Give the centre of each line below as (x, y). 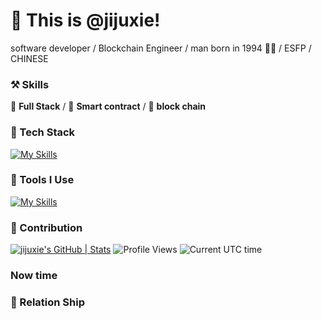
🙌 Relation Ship (47, 302)
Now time (34, 276)
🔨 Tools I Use (42, 180)
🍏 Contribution (46, 227)
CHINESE (29, 58)
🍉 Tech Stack (43, 132)
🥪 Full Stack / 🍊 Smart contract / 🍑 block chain (108, 106)
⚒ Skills (30, 84)
